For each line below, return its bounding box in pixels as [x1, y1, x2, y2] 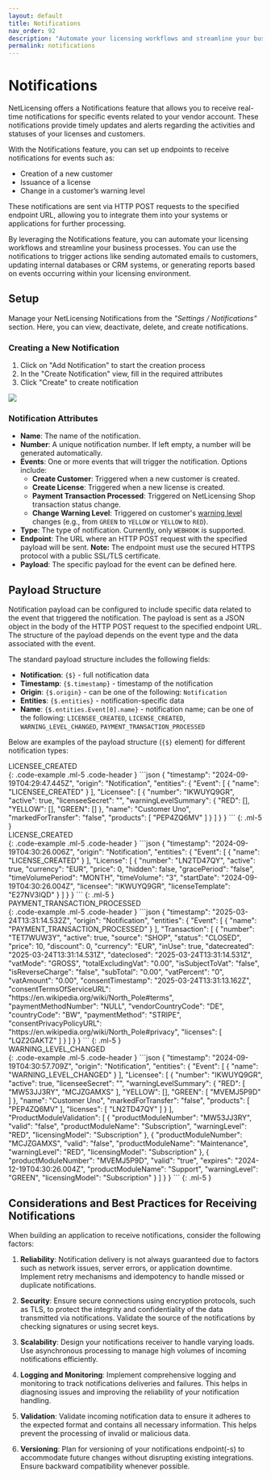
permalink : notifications [8, 42, 95, 50]
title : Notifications [8, 19, 81, 27]
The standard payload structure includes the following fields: [8, 654, 211, 664]
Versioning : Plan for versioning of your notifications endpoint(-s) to [19, 1444, 245, 1454]
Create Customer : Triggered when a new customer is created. [31, 474, 240, 484]
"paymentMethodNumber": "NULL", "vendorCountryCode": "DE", [8, 1001, 224, 1011]
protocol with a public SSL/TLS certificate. [19, 551, 161, 561]
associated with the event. [8, 639, 96, 649]
